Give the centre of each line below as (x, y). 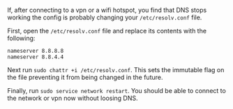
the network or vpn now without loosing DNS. (73, 98)
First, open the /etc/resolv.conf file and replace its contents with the (107, 31)
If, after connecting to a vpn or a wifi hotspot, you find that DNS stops (107, 10)
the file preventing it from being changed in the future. (85, 77)
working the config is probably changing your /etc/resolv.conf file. (105, 17)
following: (21, 38)
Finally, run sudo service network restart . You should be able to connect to (117, 91)
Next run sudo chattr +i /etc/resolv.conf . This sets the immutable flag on (116, 70)
